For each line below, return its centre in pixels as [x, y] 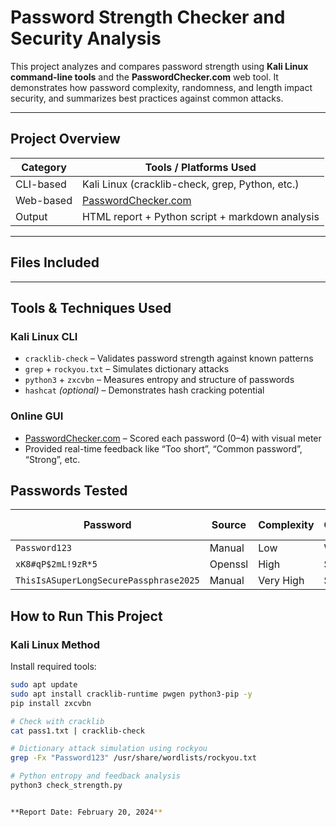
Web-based [44, 200]
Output [31, 216]
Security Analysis [86, 38]
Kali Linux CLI [44, 336]
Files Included [55, 262]
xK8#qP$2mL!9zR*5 [56, 564]
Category [44, 167]
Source [229, 525]
